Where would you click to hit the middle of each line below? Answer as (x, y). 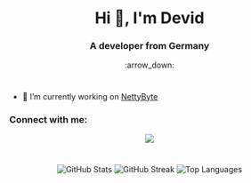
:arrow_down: (150, 65)
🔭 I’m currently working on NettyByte (90, 96)
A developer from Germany (150, 46)
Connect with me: (49, 119)
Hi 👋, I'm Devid (150, 18)
